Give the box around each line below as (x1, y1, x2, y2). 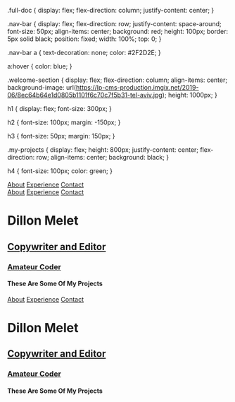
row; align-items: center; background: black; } (36, 153, 170, 161)
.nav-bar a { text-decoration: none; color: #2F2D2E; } (7, 49, 162, 57)
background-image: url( (7, 83, 77, 91)
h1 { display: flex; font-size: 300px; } (7, 105, 113, 112)
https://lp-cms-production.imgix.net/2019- (76, 83, 199, 91)
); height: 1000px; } (162, 91, 218, 99)
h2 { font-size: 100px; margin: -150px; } (7, 118, 121, 126)
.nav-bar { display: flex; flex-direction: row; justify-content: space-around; (7, 20, 222, 28)
